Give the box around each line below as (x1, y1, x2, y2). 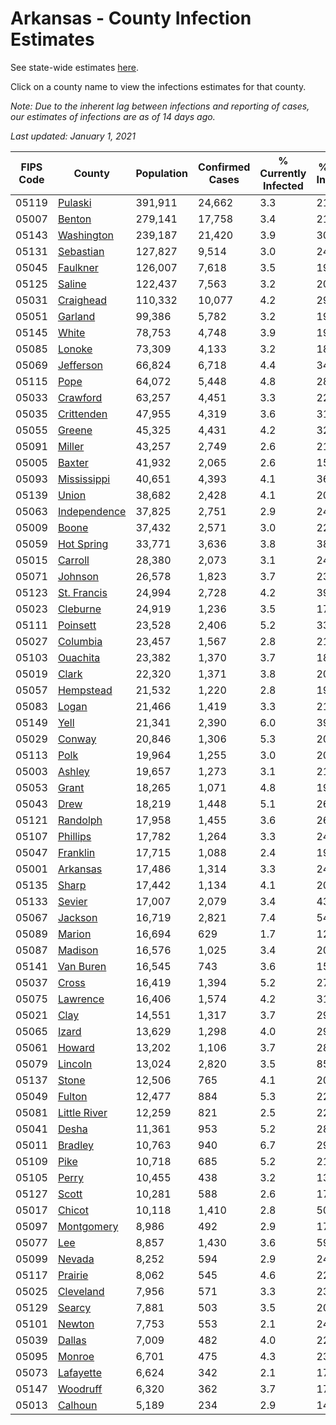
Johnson (57, 569, 100, 583)
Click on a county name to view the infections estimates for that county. (10, 80, 307, 92)
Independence (57, 504, 127, 518)
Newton (57, 1317, 95, 1331)
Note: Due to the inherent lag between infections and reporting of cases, (10, 100, 310, 112)
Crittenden (57, 407, 108, 421)
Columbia (57, 634, 103, 648)
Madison (57, 943, 99, 957)
